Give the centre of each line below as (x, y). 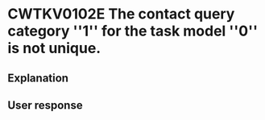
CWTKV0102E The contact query (121, 14)
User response (45, 105)
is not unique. (54, 48)
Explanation (38, 78)
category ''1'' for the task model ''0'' (133, 31)
